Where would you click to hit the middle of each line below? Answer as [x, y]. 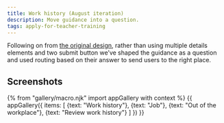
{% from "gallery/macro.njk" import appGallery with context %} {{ [100, 98]
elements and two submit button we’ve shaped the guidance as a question [112, 53]
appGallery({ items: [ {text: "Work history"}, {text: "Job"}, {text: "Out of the [112, 105]
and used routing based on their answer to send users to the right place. [109, 60]
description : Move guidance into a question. [73, 20]
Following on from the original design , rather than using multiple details [107, 46]
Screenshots [35, 82]
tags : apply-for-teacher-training [57, 26]
